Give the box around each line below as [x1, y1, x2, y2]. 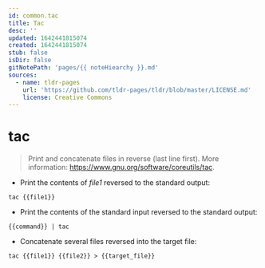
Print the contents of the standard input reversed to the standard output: [19, 207, 258, 217]
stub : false [8, 49, 48, 57]
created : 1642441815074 [8, 41, 88, 49]
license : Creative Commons [22, 93, 113, 101]
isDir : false [8, 57, 52, 65]
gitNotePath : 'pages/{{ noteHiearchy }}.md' [8, 64, 159, 72]
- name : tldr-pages [15, 78, 81, 86]
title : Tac [8, 19, 45, 27]
